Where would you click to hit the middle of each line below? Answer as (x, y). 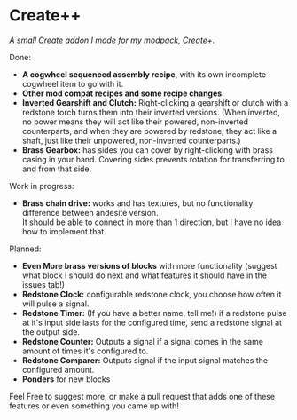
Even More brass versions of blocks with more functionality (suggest (149, 265)
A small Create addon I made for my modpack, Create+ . (112, 40)
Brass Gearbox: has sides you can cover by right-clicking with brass (147, 150)
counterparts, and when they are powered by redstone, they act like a (149, 131)
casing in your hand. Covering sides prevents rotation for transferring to (153, 159)
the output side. (51, 332)
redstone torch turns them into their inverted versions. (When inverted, (151, 112)
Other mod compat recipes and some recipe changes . (123, 93)
